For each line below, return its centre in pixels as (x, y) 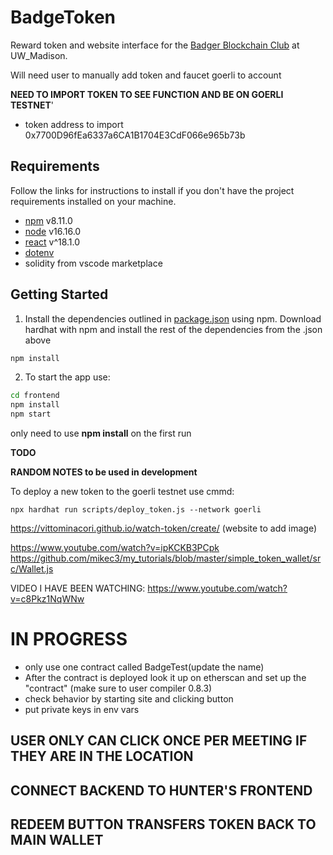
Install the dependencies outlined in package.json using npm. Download (173, 318)
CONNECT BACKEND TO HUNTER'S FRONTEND (161, 790)
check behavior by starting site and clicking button (129, 699)
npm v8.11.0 (48, 220)
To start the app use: (67, 377)
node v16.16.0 (53, 231)
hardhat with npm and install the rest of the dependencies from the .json (173, 329)
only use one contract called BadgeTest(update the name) (144, 667)
